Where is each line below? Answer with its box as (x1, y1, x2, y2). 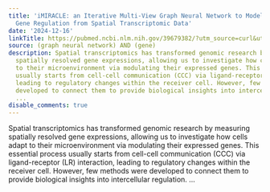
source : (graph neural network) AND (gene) (8, 42, 157, 50)
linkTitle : (8, 34, 45, 43)
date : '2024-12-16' (8, 27, 74, 35)
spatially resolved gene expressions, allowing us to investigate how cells (8, 132, 248, 141)
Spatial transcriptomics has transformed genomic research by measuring (8, 124, 251, 133)
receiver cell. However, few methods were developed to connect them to (8, 166, 249, 176)
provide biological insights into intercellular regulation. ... (8, 174, 195, 185)
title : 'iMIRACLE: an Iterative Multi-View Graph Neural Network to (8, 11, 243, 20)
